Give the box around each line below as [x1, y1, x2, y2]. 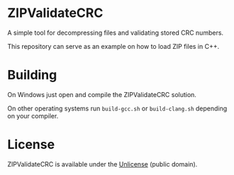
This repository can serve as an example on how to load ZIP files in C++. [7, 42, 220, 50]
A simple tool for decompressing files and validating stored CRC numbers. [7, 28, 224, 37]
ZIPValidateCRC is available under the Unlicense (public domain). [7, 159, 198, 168]
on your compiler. [7, 111, 59, 120]
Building [7, 67, 57, 83]
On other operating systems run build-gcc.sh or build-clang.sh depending [7, 104, 228, 113]
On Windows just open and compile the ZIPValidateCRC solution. [7, 90, 197, 98]
